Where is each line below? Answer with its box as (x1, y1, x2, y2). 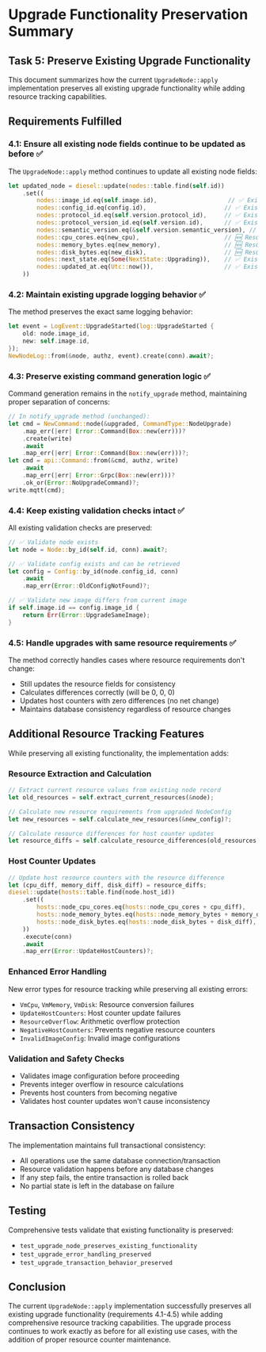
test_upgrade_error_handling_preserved (19, 1251, 152, 1258)
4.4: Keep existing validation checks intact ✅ (8, 505, 185, 516)
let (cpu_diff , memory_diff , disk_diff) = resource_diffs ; (8, 881, 207, 889)
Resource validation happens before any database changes (19, 1164, 214, 1174)
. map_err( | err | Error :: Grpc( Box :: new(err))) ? (22, 472, 176, 480)
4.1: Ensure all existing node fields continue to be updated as (8, 139, 246, 150)
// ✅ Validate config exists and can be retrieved (8, 560, 180, 568)
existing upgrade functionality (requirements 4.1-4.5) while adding (8, 1310, 223, 1319)
